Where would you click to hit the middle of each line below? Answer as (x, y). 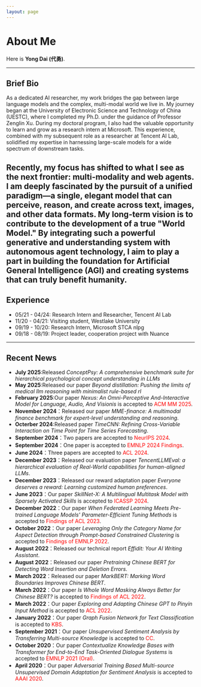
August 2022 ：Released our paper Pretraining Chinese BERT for (95, 563)
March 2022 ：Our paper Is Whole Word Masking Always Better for (98, 590)
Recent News (31, 358)
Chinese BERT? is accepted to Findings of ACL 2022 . (80, 597)
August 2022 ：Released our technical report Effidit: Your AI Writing (98, 549)
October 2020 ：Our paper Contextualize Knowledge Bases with (95, 645)
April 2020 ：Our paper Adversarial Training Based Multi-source (95, 665)
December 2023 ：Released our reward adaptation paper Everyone (98, 481)
